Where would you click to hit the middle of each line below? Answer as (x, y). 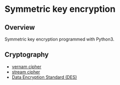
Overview (20, 27)
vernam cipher (27, 66)
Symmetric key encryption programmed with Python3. (60, 39)
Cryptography (27, 55)
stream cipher (26, 72)
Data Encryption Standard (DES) (44, 77)
